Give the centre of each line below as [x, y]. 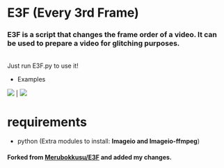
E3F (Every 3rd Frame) [73, 13]
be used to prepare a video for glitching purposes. [94, 43]
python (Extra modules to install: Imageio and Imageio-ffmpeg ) [109, 142]
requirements [47, 122]
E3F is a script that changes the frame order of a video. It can [112, 35]
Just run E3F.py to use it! [43, 66]
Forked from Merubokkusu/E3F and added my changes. [90, 158]
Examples [31, 79]
